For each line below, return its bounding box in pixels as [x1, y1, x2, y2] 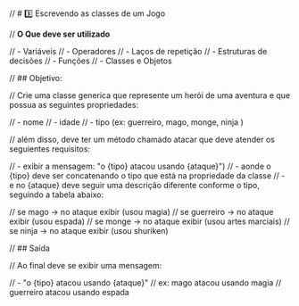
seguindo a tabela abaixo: [9, 189, 104, 200]
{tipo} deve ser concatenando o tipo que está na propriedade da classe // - [9, 170, 286, 181]
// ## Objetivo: [9, 73, 62, 83]
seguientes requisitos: [9, 144, 91, 154]
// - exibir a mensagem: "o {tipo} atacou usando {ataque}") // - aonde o [9, 161, 271, 171]
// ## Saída [9, 243, 51, 253]
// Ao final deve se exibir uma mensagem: [9, 261, 162, 270]
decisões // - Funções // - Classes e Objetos [9, 55, 172, 66]
